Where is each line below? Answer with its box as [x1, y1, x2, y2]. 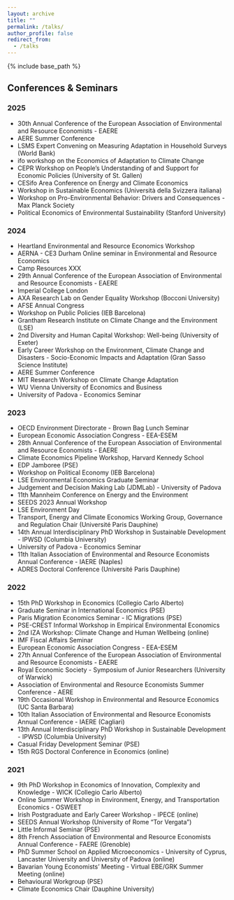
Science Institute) [17, 360, 68, 369]
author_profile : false [7, 29, 73, 37]
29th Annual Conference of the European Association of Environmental [17, 271, 222, 280]
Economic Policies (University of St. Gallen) [17, 171, 143, 179]
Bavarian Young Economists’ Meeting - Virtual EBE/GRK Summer [17, 862, 204, 871]
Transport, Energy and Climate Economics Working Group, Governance [17, 513, 223, 521]
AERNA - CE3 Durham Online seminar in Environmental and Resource [17, 249, 217, 258]
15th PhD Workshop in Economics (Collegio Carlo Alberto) [17, 598, 184, 607]
